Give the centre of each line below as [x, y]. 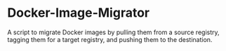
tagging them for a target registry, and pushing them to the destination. [110, 39]
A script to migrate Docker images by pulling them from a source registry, [113, 32]
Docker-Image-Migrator [78, 13]
